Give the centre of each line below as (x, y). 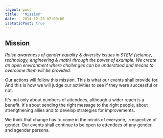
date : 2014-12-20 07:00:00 (35, 19)
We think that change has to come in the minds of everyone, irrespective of (81, 120)
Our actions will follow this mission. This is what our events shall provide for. (82, 80)
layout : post (18, 10)
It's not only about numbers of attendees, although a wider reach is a (75, 100)
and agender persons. (27, 130)
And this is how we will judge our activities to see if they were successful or (81, 85)
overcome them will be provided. (38, 70)
